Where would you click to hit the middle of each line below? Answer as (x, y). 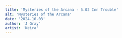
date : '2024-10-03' (25, 19)
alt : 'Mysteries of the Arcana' (38, 14)
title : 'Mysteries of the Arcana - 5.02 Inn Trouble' (62, 10)
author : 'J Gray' (23, 23)
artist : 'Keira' (22, 28)
